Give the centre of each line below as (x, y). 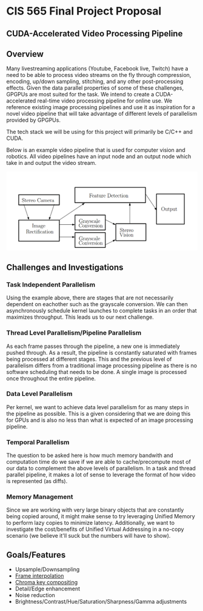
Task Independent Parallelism (51, 284)
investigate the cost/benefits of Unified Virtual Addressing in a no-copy (95, 529)
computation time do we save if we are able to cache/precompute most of (98, 462)
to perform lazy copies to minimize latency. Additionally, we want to (90, 523)
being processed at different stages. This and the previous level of (89, 359)
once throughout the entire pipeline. (51, 378)
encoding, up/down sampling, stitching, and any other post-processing (95, 82)
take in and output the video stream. (52, 163)
